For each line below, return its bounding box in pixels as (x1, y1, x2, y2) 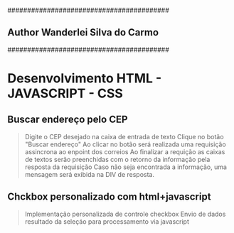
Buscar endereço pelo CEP (7, 114, 128, 126)
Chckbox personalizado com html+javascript (7, 191, 211, 203)
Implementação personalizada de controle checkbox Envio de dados (24, 210, 226, 218)
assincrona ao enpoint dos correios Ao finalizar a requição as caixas (24, 147, 225, 156)
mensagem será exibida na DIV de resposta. (24, 170, 155, 178)
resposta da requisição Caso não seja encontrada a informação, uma (24, 163, 228, 171)
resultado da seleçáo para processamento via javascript (24, 217, 190, 226)
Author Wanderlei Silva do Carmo (7, 26, 159, 38)
